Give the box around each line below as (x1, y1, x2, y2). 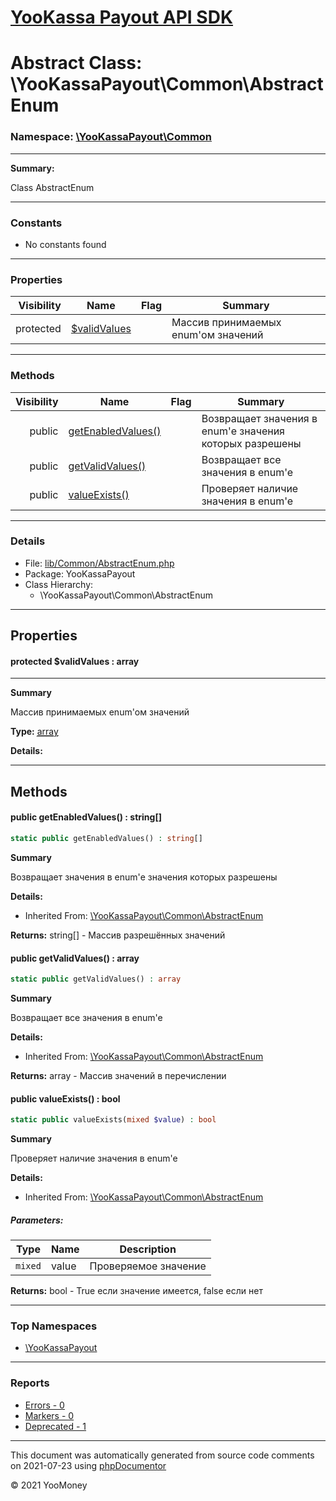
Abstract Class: (10, 52, 143, 75)
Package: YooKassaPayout (24, 567, 136, 580)
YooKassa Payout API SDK (10, 6, 234, 29)
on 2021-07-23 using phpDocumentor (10, 1459, 167, 1471)
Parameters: (10, 1214, 64, 1226)
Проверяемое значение (89, 1259, 207, 1273)
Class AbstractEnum (10, 181, 95, 193)
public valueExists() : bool (10, 1092, 121, 1105)
